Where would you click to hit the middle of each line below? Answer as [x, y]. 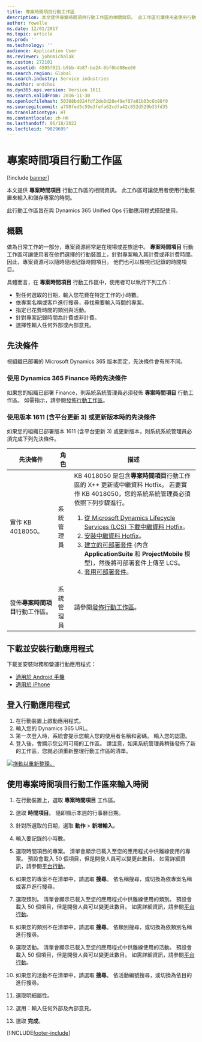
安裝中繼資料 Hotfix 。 [114, 536]
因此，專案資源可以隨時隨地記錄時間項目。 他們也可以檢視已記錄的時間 [94, 261]
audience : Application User [42, 51]
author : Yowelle [27, 23]
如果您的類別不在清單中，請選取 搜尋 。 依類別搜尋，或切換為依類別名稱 [104, 927]
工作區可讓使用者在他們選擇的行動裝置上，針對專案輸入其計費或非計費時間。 [101, 254]
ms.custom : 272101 [30, 62]
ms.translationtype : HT [37, 112]
